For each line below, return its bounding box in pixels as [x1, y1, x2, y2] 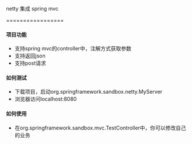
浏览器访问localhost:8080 [14, 95, 77, 102]
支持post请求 [14, 60, 46, 67]
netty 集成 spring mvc [6, 5, 59, 12]
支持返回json [14, 52, 46, 60]
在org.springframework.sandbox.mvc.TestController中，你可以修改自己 [14, 124, 186, 131]
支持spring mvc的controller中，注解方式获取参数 [14, 45, 132, 52]
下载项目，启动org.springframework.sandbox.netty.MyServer [14, 88, 163, 95]
